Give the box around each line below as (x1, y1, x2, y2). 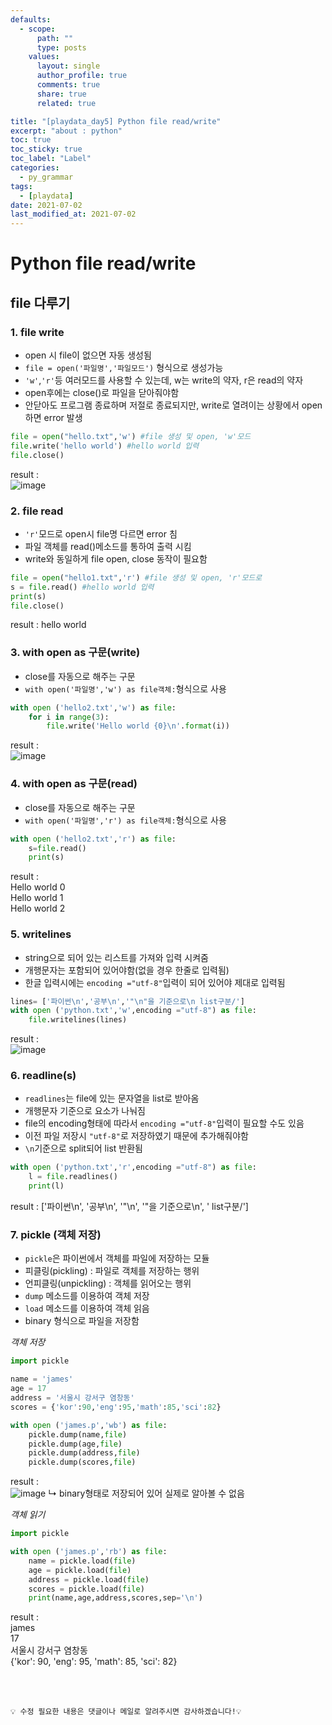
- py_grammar (19, 172, 74, 182)
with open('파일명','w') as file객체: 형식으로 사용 (24, 682, 227, 695)
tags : (10, 181, 33, 191)
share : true (36, 89, 87, 99)
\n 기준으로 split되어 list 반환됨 (24, 1142, 143, 1155)
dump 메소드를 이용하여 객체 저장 (24, 1290, 150, 1302)
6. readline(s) (10, 1069, 77, 1083)
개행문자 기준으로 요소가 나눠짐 (24, 1105, 146, 1117)
